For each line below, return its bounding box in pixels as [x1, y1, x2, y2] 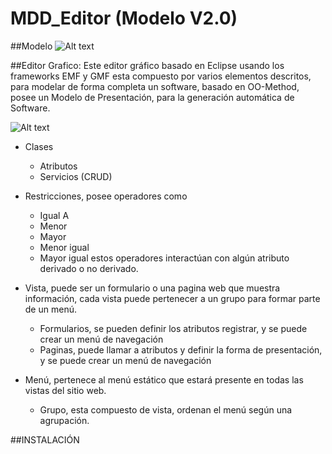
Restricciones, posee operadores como [24, 190, 188, 202]
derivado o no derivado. [39, 262, 139, 274]
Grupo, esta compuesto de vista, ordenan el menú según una [39, 403, 293, 416]
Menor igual [39, 241, 90, 253]
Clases [24, 140, 54, 152]
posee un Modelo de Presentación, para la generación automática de [10, 91, 295, 103]
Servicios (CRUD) [39, 170, 113, 182]
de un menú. [24, 303, 77, 315]
